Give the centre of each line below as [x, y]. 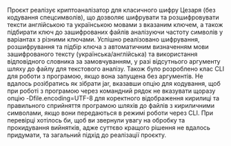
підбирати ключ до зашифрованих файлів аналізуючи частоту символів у [115, 32]
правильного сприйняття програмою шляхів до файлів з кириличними [111, 106]
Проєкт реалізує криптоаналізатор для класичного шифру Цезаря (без [111, 10]
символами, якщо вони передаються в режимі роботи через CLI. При [110, 113]
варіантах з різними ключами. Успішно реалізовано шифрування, [103, 39]
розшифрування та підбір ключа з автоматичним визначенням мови [108, 47]
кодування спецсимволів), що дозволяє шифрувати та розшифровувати [113, 17]
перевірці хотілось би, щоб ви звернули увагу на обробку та [96, 120]
